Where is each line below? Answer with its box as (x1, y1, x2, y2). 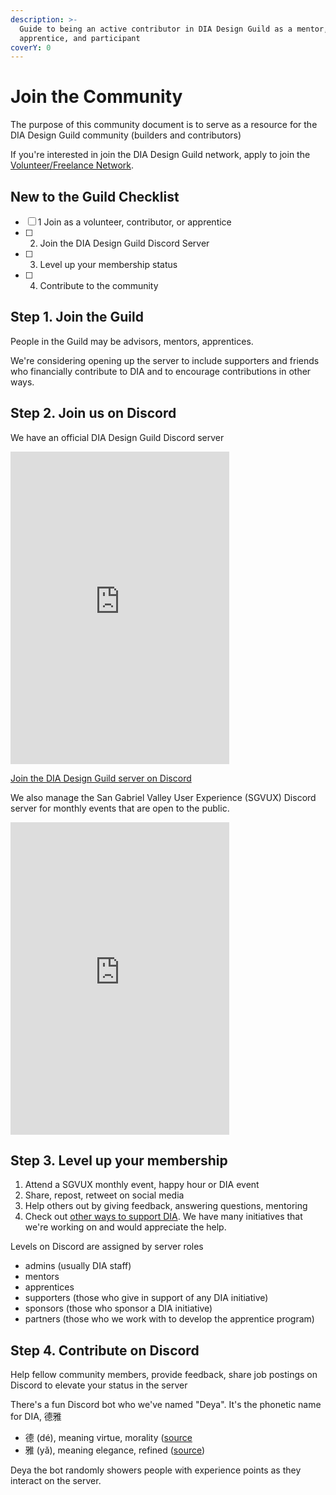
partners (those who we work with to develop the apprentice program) (24, 1313, 315, 1325)
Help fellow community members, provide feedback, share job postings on (10, 1369, 318, 1381)
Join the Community (10, 86, 183, 108)
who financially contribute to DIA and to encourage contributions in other (10, 365, 312, 377)
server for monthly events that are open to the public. (10, 802, 230, 814)
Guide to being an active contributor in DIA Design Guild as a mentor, (19, 24, 329, 34)
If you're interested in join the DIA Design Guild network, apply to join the (10, 149, 311, 161)
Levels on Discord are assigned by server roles (10, 1241, 204, 1253)
